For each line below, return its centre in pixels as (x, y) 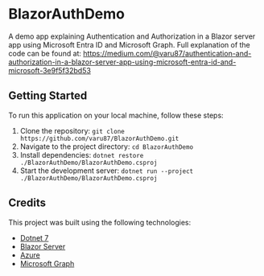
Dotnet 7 (34, 237)
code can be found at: (45, 53)
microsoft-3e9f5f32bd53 (49, 70)
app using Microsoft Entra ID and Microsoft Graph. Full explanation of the (130, 44)
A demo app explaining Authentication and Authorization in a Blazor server (132, 36)
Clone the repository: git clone (72, 130)
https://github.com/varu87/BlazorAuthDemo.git (99, 138)
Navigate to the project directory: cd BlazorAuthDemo (107, 146)
